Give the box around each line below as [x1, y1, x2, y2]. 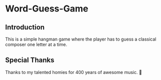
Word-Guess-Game [5, 3, 88, 14]
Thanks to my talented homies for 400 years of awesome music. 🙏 [5, 69, 142, 75]
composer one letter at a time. [5, 41, 67, 47]
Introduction [5, 23, 45, 31]
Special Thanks [5, 56, 54, 64]
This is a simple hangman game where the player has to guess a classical [5, 36, 156, 42]
